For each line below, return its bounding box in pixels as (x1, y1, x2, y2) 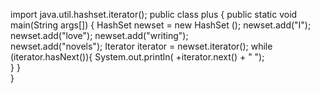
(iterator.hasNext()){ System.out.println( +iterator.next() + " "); (10, 51, 265, 63)
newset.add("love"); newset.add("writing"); (10, 30, 189, 41)
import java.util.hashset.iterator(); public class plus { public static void (10, 9, 298, 20)
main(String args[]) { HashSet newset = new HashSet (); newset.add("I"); (10, 19, 312, 31)
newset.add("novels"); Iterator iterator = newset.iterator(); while (10, 40, 273, 52)
